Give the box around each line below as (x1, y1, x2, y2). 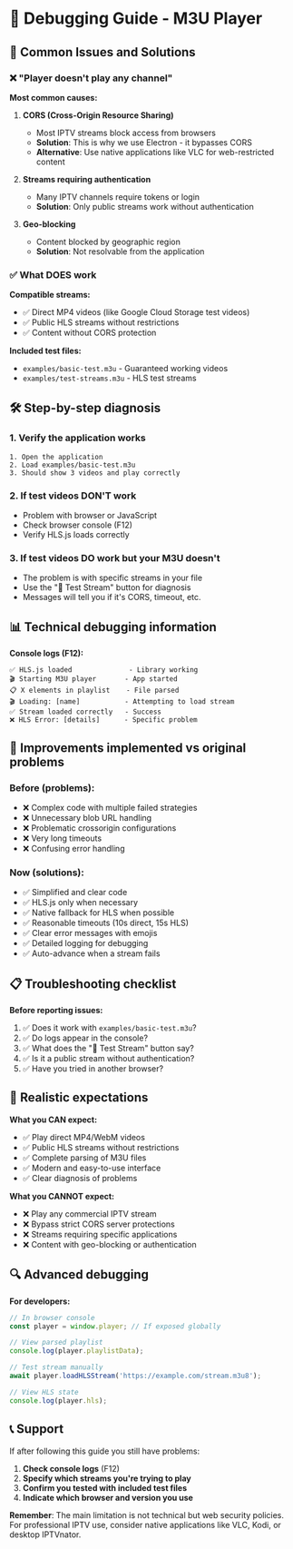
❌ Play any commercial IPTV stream (22, 1208, 157, 1219)
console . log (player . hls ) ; (9, 1396, 107, 1406)
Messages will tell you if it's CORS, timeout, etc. (22, 592, 201, 603)
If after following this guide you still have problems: (9, 1445, 200, 1456)
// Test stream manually (9, 1363, 103, 1372)
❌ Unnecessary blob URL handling (22, 812, 152, 823)
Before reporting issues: (9, 1005, 103, 1016)
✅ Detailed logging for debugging (22, 938, 149, 949)
